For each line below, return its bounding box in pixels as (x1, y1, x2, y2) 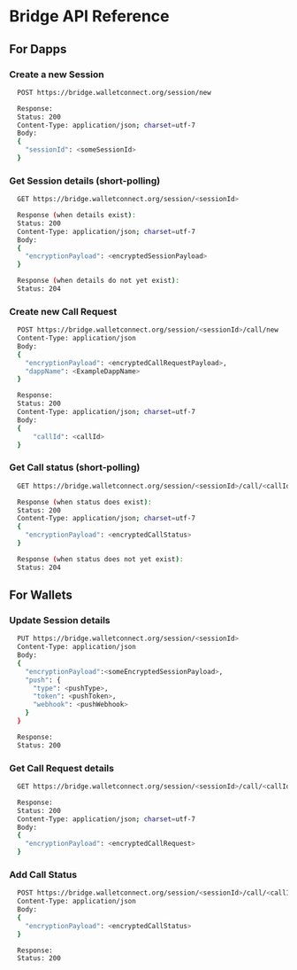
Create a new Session (9, 68, 104, 81)
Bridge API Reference (9, 6, 170, 27)
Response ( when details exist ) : (17, 211, 137, 220)
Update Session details (9, 614, 110, 626)
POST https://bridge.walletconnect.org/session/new (17, 88, 212, 97)
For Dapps (9, 42, 67, 57)
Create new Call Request (9, 305, 118, 317)
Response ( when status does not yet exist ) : (17, 554, 184, 564)
